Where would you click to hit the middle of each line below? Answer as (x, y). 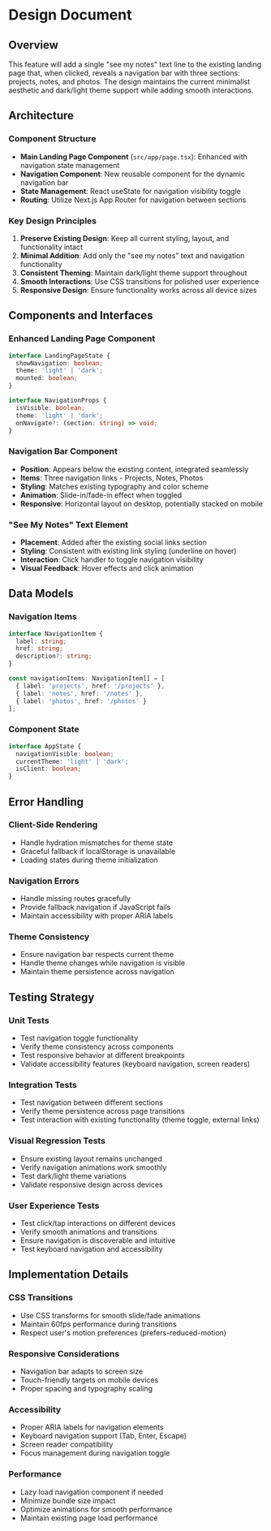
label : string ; (41, 641)
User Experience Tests (54, 1205)
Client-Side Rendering (53, 825)
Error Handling (46, 802)
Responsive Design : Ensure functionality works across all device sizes (138, 290)
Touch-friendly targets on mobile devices (89, 1380)
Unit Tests (29, 1020)
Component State (44, 730)
